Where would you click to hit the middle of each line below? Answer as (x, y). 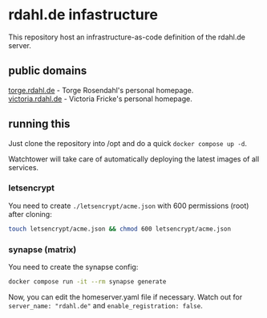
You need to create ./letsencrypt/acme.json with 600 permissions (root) (129, 206)
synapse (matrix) (42, 249)
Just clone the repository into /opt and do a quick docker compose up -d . (127, 143)
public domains (48, 71)
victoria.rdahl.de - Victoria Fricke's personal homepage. (100, 99)
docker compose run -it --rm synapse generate (87, 282)
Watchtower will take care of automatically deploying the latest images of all (134, 159)
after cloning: (30, 214)
